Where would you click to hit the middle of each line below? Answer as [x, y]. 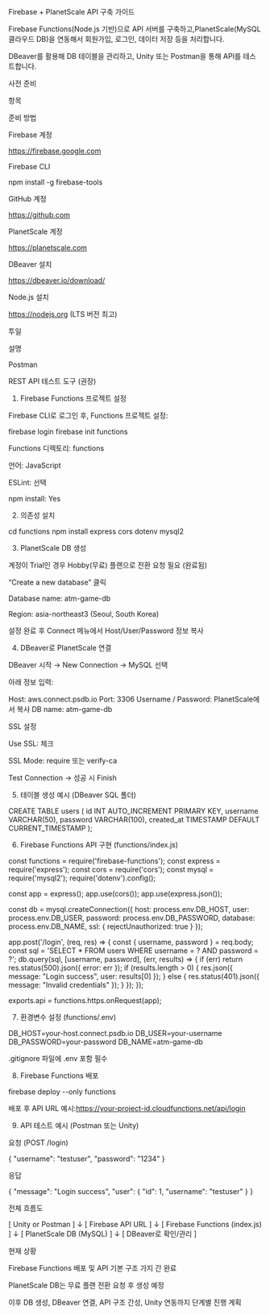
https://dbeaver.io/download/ [57, 280]
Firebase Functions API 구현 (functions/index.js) [99, 845]
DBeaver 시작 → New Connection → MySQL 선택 [88, 665]
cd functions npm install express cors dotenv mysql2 [96, 531]
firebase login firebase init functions [68, 431]
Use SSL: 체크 [31, 743]
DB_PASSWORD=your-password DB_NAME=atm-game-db [106, 1042]
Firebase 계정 [30, 135]
